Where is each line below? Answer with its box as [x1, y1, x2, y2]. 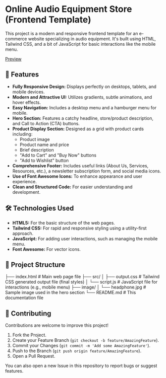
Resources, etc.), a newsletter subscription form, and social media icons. [12, 168, 162, 174]
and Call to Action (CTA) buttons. [12, 120, 80, 126]
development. [12, 189, 41, 195]
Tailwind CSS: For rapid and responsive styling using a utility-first [12, 225, 147, 231]
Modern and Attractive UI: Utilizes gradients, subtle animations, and [12, 94, 152, 100]
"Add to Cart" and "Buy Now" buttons [19, 152, 97, 158]
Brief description [19, 147, 54, 152]
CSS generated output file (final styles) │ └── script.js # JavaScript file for [5, 279, 158, 285]
